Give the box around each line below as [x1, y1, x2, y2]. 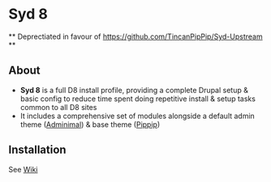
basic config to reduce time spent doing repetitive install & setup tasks [19, 94, 256, 104]
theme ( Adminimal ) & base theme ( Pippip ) [19, 119, 161, 129]
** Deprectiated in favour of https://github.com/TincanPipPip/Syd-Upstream [8, 32, 263, 41]
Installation [8, 143, 67, 157]
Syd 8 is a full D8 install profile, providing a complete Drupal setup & [19, 85, 249, 95]
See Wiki [8, 164, 38, 174]
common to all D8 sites [19, 102, 97, 112]
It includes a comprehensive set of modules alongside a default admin [19, 111, 256, 121]
